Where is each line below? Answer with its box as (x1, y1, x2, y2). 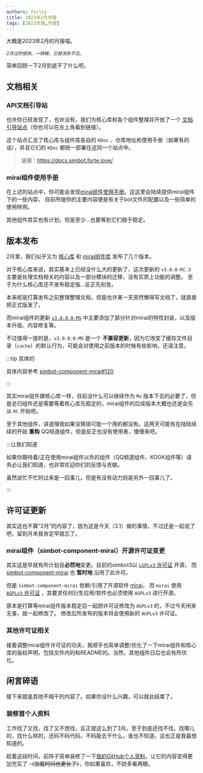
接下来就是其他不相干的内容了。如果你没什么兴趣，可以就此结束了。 (6, 693, 176, 700)
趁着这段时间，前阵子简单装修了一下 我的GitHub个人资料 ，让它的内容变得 (6, 752, 188, 760)
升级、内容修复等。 (11, 322, 59, 329)
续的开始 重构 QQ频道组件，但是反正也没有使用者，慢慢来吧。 (6, 428, 161, 435)
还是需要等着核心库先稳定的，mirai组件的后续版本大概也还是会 (32, 400, 188, 407)
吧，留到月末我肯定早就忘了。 (6, 530, 80, 537)
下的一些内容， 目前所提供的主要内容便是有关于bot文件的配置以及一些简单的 (6, 196, 196, 203)
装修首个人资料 (6, 709, 50, 718)
